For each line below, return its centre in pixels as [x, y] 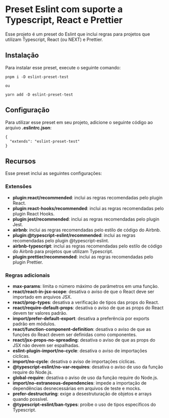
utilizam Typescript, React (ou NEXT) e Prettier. [54, 39]
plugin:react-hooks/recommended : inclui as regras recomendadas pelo [88, 208]
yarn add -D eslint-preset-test [39, 95]
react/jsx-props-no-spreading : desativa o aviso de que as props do [84, 340]
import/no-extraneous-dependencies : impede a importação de [79, 383]
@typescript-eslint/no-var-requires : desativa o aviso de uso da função [88, 367]
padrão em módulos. [34, 324]
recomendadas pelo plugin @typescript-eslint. [61, 240]
